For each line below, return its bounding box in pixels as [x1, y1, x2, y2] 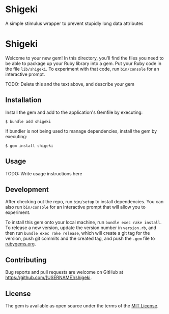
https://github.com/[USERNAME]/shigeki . [5, 274, 92, 280]
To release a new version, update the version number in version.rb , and [5, 225, 157, 231]
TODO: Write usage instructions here [5, 170, 82, 176]
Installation [5, 96, 42, 105]
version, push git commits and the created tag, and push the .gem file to [5, 235, 155, 242]
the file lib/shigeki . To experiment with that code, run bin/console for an [5, 66, 159, 72]
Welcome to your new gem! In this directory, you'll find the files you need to [5, 55, 164, 61]
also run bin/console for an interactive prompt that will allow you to [5, 204, 146, 210]
